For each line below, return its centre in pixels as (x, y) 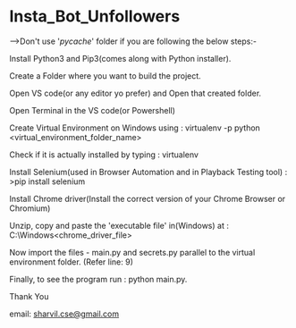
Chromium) (30, 208)
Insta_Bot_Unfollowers (95, 17)
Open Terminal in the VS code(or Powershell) (93, 110)
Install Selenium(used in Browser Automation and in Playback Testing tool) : (148, 172)
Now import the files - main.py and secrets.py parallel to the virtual (132, 252)
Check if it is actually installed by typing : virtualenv (104, 155)
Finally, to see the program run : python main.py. (98, 279)
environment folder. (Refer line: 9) (72, 262)
